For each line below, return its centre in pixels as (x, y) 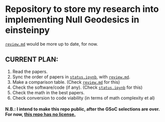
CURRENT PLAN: (32, 60)
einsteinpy (28, 30)
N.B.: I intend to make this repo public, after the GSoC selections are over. (82, 109)
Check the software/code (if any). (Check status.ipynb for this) (77, 87)
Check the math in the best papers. (48, 92)
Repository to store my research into (82, 9)
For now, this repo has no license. (41, 115)
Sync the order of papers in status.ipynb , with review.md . (71, 77)
